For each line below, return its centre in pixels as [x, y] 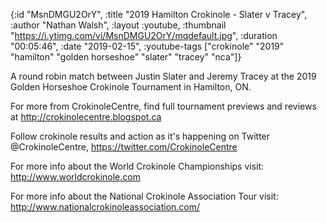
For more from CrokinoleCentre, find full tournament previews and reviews [163, 106]
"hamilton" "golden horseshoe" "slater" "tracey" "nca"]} [126, 57]
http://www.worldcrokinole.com [75, 177]
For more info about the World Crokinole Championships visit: [137, 166]
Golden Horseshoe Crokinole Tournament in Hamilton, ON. [131, 87]
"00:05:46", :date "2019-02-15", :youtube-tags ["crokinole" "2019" [147, 46]
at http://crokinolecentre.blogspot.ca [86, 117]
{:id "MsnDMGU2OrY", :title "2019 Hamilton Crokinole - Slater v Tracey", [159, 14]
